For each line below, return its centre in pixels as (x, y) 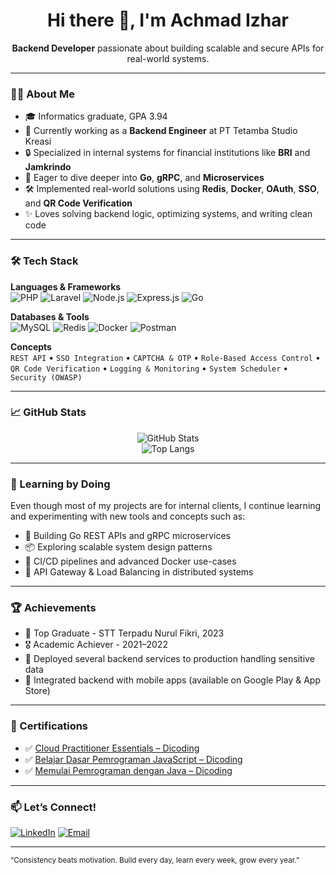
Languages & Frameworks (66, 286)
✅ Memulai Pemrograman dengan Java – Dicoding (128, 770)
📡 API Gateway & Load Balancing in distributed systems (139, 572)
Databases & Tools (50, 316)
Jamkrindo (48, 167)
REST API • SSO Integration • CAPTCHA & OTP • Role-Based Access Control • (165, 357)
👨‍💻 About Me (42, 94)
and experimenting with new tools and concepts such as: (128, 516)
